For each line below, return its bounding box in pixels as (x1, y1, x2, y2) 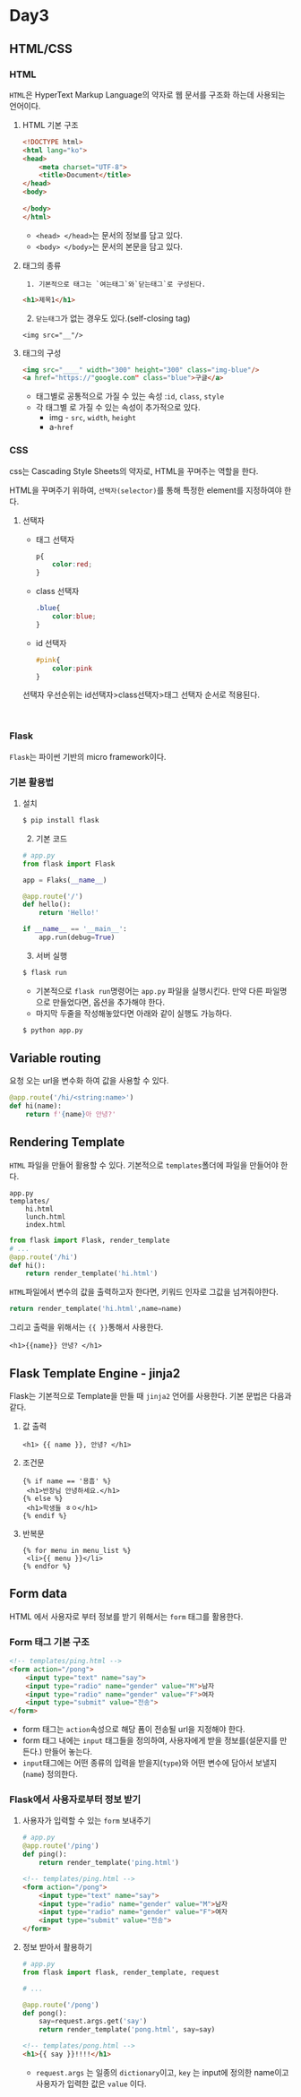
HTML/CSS (9, 41, 73, 56)
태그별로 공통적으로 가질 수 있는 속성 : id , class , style (35, 391, 225, 401)
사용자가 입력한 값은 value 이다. (35, 2078, 147, 2089)
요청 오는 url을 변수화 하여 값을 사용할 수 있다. (9, 1075, 169, 1086)
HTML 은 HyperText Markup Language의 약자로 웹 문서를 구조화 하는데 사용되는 (9, 89, 286, 99)
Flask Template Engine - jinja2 (9, 1366, 181, 1381)
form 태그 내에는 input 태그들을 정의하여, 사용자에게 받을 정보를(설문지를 (21, 1735, 278, 1746)
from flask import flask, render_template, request (21, 1968, 219, 1977)
